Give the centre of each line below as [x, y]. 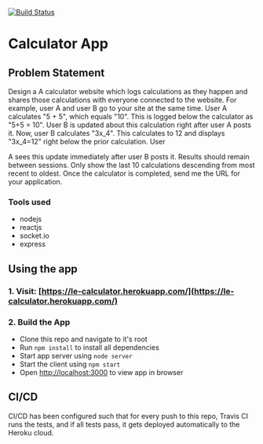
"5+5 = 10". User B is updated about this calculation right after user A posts [130, 125]
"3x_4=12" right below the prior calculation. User [87, 142]
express [32, 244]
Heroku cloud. [31, 432]
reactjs [31, 227]
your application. [35, 182]
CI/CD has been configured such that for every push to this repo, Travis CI [128, 416]
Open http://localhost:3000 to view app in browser [101, 372]
